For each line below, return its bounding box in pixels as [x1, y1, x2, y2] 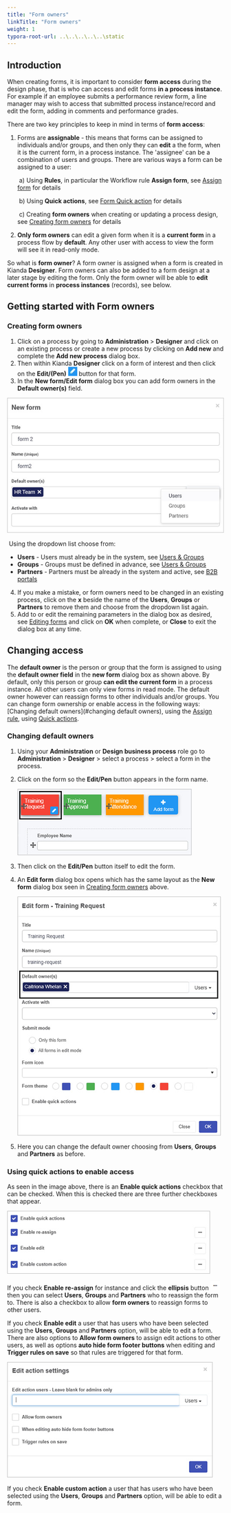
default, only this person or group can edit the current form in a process [7, 677, 213, 686]
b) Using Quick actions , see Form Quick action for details [19, 197, 182, 205]
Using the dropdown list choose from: [8, 539, 115, 548]
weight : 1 [7, 25, 36, 32]
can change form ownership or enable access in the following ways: [7, 699, 201, 708]
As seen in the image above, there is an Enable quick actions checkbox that [7, 1182, 223, 1191]
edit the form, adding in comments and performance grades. [7, 107, 179, 115]
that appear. [7, 1197, 41, 1206]
